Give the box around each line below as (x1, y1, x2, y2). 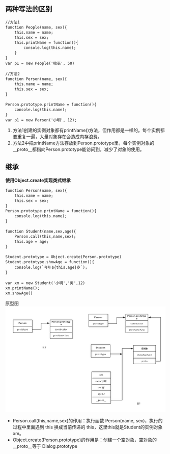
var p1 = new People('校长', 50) (5, 61, 75, 66)
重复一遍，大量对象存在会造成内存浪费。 (17, 133, 102, 139)
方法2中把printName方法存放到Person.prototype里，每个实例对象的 (12, 140, 155, 146)
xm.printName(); (5, 285, 40, 291)
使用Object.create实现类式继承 (5, 177, 71, 183)
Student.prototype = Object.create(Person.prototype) (5, 254, 122, 259)
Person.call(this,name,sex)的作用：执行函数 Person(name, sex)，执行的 (12, 417, 163, 423)
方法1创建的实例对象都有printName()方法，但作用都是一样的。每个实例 (12, 127, 160, 133)
